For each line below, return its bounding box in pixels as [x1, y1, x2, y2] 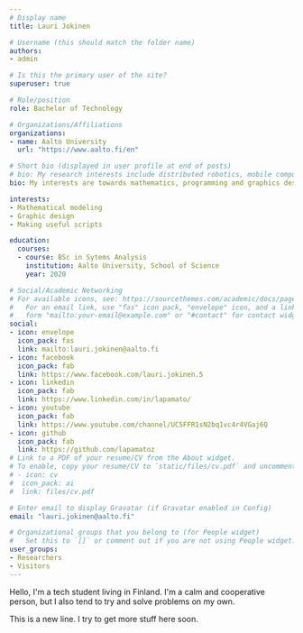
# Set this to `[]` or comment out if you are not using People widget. [9, 537, 297, 546]
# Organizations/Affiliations [9, 120, 124, 129]
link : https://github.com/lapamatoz [17, 445, 155, 454]
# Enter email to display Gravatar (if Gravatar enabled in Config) [9, 503, 272, 512]
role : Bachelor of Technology [9, 104, 124, 113]
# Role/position [9, 96, 70, 105]
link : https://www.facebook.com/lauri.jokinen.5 [17, 370, 204, 379]
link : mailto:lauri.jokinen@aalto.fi [17, 344, 160, 353]
